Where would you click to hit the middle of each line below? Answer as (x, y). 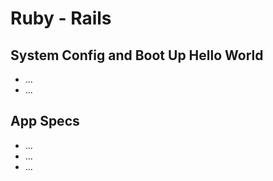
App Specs (45, 121)
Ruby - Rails (61, 18)
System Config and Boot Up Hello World (137, 55)
